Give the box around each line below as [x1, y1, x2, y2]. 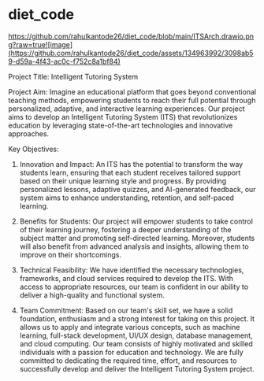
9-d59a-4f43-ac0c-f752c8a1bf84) [8, 57, 121, 66]
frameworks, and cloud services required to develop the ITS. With [19, 273, 234, 283]
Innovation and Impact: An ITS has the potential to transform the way [19, 159, 244, 168]
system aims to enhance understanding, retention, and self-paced [19, 193, 235, 202]
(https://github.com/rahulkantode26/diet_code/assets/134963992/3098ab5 [8, 48, 254, 57]
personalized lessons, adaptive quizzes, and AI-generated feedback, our [19, 184, 256, 194]
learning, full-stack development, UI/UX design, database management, [19, 331, 254, 340]
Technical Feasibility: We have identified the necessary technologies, [19, 265, 244, 275]
